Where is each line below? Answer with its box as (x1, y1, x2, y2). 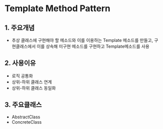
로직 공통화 (11, 73, 33, 78)
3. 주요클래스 (4, 101, 42, 109)
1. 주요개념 (4, 23, 35, 32)
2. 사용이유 (4, 59, 36, 67)
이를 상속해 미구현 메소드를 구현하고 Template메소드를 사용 (37, 43, 150, 49)
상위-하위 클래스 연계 (11, 79, 52, 85)
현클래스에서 (11, 43, 36, 49)
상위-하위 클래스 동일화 (11, 85, 56, 91)
